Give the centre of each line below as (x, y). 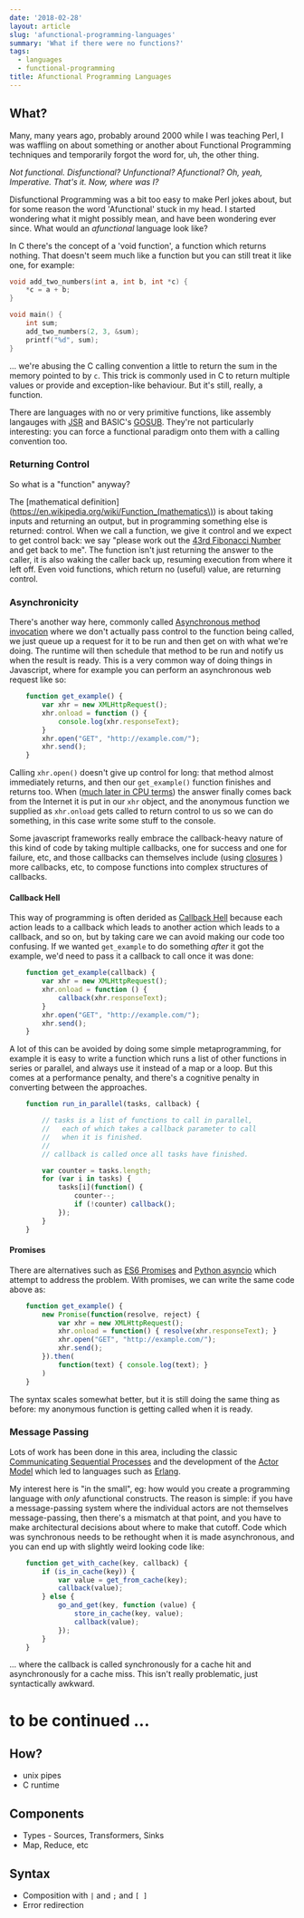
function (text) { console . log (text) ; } (133, 1364)
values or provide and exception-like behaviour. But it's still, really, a (136, 385)
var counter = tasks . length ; (97, 1171)
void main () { (36, 315)
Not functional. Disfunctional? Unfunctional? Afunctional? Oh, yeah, (136, 172)
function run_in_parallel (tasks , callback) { (113, 1104)
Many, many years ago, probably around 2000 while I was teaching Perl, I (147, 135)
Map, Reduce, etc (55, 1846)
